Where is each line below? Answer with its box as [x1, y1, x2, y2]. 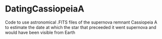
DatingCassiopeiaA [5, 3, 85, 14]
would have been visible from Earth [5, 29, 76, 35]
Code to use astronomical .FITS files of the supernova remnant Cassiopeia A [5, 19, 158, 25]
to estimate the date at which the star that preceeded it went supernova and [5, 24, 156, 30]
